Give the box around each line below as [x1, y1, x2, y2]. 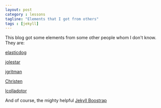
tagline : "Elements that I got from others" [5, 16, 99, 21]
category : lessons [5, 12, 46, 17]
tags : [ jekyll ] [5, 21, 39, 26]
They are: [5, 40, 25, 46]
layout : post [5, 7, 32, 12]
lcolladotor [5, 88, 27, 94]
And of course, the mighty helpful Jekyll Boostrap [5, 98, 107, 104]
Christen [5, 78, 23, 84]
